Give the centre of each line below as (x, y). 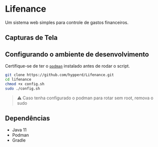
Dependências (27, 119)
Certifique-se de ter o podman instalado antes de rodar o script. (68, 66)
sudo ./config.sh (23, 89)
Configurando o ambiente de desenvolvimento (77, 54)
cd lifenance (18, 80)
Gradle (19, 140)
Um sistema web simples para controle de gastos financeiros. (67, 22)
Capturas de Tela (31, 38)
